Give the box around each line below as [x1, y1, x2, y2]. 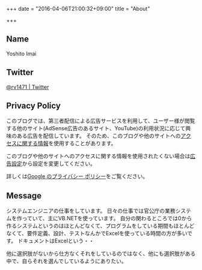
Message [6, 190, 42, 200]
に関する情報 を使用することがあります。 [16, 140, 117, 147]
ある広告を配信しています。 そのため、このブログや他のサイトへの [16, 132, 182, 140]
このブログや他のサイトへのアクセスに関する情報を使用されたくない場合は [6, 152, 191, 160]
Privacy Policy [6, 101, 61, 111]
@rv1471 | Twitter [6, 83, 49, 91]
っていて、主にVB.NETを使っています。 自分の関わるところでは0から [22, 215, 192, 222]
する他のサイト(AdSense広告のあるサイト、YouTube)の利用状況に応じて [6, 125, 186, 132]
